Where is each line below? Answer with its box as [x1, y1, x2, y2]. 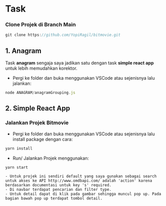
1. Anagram [5, 46, 42, 55]
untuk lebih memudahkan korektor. [5, 65, 78, 71]
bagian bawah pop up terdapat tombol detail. [5, 196, 102, 201]
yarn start [5, 165, 28, 170]
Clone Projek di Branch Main [5, 21, 76, 28]
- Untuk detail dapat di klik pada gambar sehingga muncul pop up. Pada [5, 191, 161, 197]
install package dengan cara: [12, 136, 73, 142]
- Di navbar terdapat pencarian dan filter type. [5, 187, 112, 192]
